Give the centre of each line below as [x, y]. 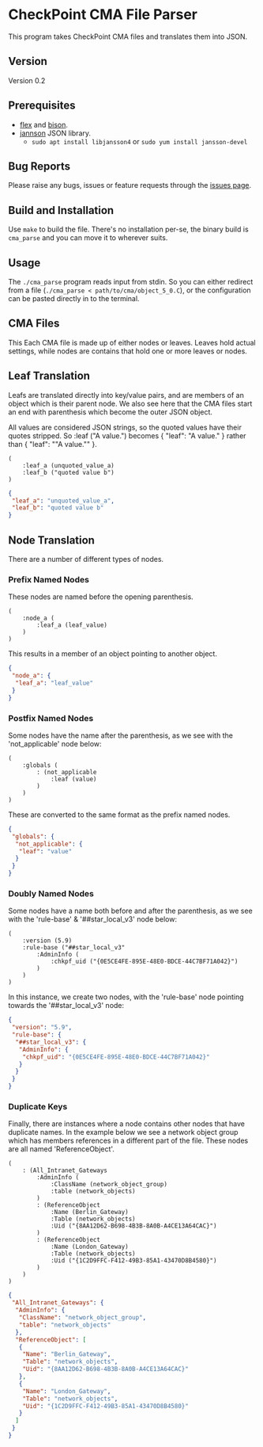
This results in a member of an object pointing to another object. [113, 654]
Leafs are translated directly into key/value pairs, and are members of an [126, 395]
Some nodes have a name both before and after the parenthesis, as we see [130, 911]
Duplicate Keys [38, 1107]
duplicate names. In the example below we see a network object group [123, 1132]
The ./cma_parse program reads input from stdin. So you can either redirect [131, 282]
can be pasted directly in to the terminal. [74, 298]
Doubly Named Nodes [51, 893]
